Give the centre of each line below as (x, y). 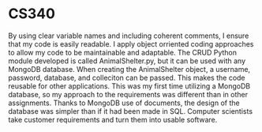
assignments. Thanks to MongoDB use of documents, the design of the (124, 103)
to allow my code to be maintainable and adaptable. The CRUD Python (122, 52)
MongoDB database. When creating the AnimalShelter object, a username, (129, 69)
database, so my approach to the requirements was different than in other (128, 94)
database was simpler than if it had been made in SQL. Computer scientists (131, 111)
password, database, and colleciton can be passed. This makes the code (127, 77)
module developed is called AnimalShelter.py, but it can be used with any (127, 61)
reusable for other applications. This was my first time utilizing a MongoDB (129, 86)
